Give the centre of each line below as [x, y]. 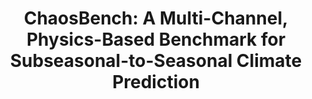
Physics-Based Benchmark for [156, 39]
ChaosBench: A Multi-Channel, [156, 18]
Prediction [156, 82]
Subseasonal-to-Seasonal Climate [156, 61]
